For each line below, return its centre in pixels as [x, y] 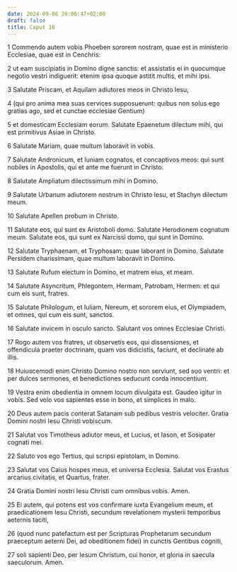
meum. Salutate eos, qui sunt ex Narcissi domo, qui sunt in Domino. [106, 237]
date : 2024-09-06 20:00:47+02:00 [57, 14]
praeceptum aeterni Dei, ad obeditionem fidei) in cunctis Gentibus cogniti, [115, 541]
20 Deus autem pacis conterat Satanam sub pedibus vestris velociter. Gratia [118, 414]
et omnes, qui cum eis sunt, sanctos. [61, 315]
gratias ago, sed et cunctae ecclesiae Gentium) [76, 111]
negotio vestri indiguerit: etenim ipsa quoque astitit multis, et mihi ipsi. [109, 76]
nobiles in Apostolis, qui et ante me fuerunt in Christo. [86, 167]
